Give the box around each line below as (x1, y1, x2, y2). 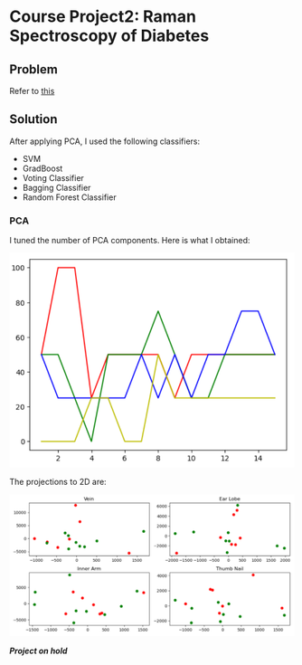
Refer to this (9, 86, 55, 96)
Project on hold (9, 645, 68, 656)
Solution (9, 111, 58, 128)
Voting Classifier (22, 172, 84, 183)
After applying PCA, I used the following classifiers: (9, 136, 201, 147)
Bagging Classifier (22, 182, 91, 193)
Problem (9, 62, 59, 77)
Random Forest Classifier (22, 192, 117, 203)
